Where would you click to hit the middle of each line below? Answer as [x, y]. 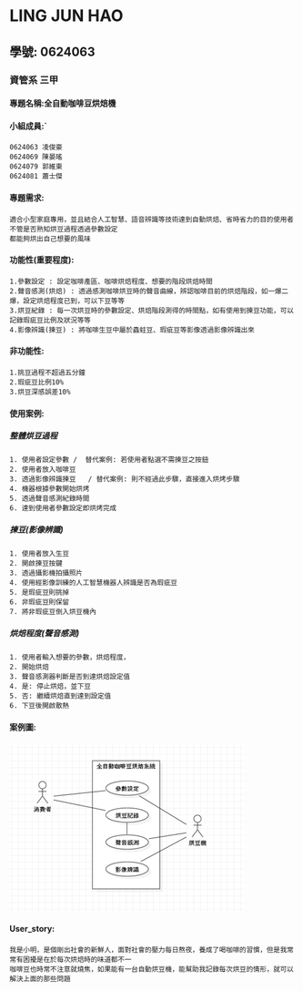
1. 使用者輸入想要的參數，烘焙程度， [70, 658]
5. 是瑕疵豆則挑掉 [40, 593]
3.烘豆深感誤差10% [40, 392]
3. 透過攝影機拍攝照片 [46, 573]
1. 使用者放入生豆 [40, 554]
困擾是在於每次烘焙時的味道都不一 [77, 959]
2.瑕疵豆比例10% [37, 382]
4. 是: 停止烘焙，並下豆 [50, 687]
